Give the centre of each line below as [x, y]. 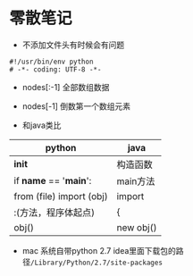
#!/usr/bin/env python [51, 62]
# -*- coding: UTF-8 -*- [55, 69]
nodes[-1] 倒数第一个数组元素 [76, 106]
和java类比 [42, 125]
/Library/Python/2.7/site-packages [96, 263]
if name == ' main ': [53, 180]
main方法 [136, 181]
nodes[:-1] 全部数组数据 [66, 87]
